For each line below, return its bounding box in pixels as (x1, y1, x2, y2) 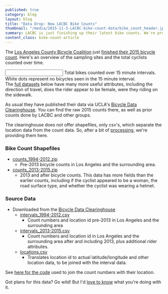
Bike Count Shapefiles (5, 144, 60, 151)
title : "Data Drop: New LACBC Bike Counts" (5, 21, 97, 26)
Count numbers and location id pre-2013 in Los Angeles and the (27, 217, 159, 223)
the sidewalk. (5, 91, 32, 97)
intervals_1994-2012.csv (19, 212, 70, 218)
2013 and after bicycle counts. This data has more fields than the (19, 172, 153, 178)
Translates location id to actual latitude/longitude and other (27, 254, 149, 260)
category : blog (5, 12, 37, 17)
